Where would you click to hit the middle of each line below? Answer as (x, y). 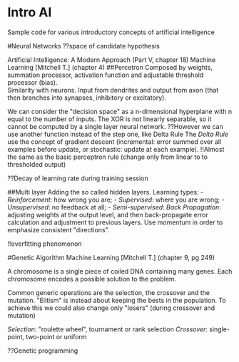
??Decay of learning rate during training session (78, 178)
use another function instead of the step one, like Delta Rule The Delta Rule (118, 134)
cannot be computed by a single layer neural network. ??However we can (115, 126)
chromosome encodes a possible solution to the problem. (92, 279)
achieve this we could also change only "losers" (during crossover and (111, 308)
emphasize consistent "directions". (59, 229)
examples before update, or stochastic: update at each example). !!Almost (116, 149)
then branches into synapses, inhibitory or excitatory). (87, 98)
